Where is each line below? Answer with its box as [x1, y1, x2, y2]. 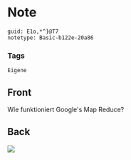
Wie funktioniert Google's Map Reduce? [7, 105, 125, 114]
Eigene [7, 67, 27, 74]
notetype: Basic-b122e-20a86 [7, 34, 94, 41]
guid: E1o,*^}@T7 [7, 28, 59, 35]
